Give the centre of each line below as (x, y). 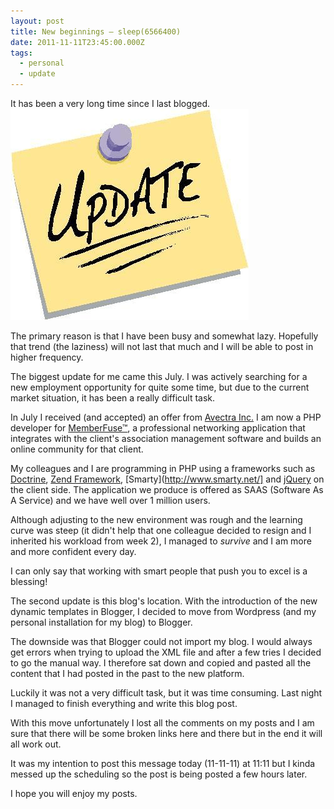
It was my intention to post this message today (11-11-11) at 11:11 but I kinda (163, 763)
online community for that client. (77, 449)
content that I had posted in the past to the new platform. (127, 673)
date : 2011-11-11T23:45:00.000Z (77, 42)
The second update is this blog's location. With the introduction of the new (164, 601)
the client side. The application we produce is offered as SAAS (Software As (167, 489)
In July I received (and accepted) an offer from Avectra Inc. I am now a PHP (166, 417)
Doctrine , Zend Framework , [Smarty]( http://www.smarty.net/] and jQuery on (167, 479)
